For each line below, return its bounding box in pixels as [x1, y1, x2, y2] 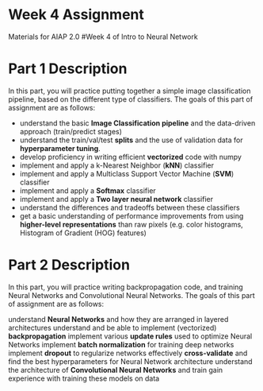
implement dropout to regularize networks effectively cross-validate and [8, 348, 248, 358]
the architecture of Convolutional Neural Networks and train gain [8, 365, 223, 374]
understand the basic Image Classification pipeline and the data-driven [19, 118, 256, 128]
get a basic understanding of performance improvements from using [19, 211, 244, 220]
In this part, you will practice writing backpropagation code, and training [8, 282, 243, 292]
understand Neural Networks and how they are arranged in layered [8, 314, 229, 323]
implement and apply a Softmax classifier [19, 185, 156, 195]
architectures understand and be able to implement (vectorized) [8, 323, 217, 332]
